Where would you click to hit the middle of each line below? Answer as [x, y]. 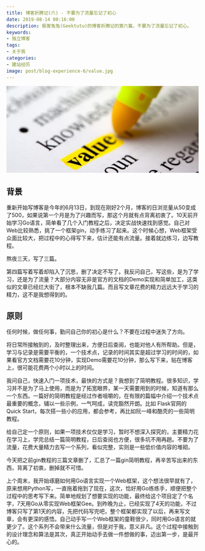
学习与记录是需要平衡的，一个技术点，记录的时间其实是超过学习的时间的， [100, 352]
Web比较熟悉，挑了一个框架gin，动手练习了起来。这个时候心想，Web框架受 [102, 231]
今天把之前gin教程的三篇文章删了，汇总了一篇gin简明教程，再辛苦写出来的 [100, 460]
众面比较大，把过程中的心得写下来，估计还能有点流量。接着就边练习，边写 [100, 238]
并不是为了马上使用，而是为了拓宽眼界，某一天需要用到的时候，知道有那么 [105, 388]
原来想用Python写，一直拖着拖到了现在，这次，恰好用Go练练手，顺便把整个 [102, 489]
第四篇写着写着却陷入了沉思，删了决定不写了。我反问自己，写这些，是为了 [100, 272]
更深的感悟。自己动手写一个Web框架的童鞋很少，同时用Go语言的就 [112, 519]
